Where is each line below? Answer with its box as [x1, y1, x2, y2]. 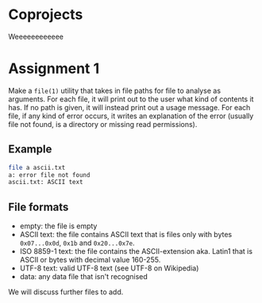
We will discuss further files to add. [8, 287, 124, 297]
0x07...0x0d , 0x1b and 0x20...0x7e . [19, 238, 135, 247]
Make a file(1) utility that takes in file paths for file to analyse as [8, 86, 221, 95]
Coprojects [8, 6, 83, 24]
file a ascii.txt [8, 163, 66, 171]
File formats [8, 200, 69, 213]
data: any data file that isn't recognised [19, 272, 148, 282]
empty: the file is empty [19, 221, 98, 231]
